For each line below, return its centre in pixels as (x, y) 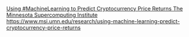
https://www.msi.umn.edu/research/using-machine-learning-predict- (93, 21)
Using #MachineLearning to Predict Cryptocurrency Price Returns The (94, 9)
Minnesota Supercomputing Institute (52, 15)
